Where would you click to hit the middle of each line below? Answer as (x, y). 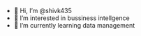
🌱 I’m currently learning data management (74, 25)
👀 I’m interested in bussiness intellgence (72, 18)
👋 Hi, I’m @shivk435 (43, 11)
